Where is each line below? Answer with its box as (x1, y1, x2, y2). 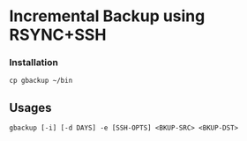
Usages (9, 100, 52, 115)
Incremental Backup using (9, 6, 206, 26)
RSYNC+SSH (9, 25, 107, 45)
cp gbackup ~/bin (9, 77, 73, 85)
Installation (9, 56, 59, 69)
